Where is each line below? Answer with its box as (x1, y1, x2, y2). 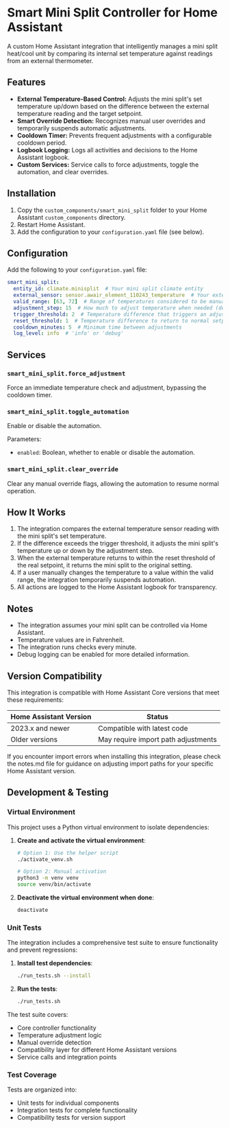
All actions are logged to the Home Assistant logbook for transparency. (16, 583, 218, 591)
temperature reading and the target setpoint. (16, 109, 143, 117)
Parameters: (7, 435, 42, 443)
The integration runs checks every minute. (16, 643, 137, 651)
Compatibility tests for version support (16, 1114, 126, 1122)
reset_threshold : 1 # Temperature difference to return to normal (13, 317, 210, 324)
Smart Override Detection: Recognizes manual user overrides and (16, 117, 205, 125)
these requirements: (7, 695, 64, 704)
